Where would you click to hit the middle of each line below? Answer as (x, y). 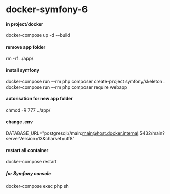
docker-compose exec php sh (37, 186)
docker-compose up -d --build (38, 35)
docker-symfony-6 (47, 9)
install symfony (23, 70)
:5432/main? (151, 133)
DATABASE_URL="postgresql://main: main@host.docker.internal (72, 133)
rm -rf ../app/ (20, 58)
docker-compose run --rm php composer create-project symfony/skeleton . (85, 81)
